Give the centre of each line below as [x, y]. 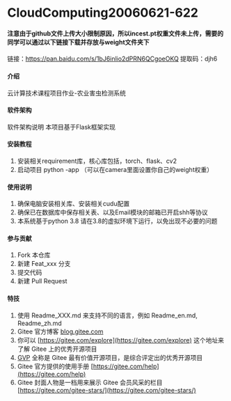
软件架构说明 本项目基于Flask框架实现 [62, 127]
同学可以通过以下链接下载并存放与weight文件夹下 [78, 42]
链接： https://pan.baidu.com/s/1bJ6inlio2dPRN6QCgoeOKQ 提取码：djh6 [112, 59]
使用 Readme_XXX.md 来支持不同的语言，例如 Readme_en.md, [107, 315]
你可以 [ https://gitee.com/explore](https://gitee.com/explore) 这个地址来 [121, 340]
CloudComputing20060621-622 [103, 13]
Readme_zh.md [40, 323]
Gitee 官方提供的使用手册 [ [55, 366]
